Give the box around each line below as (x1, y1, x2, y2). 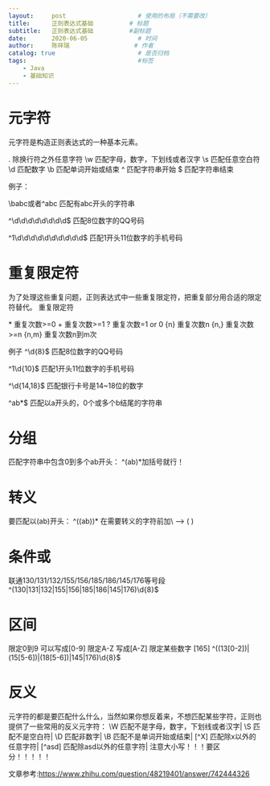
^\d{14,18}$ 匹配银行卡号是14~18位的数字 (8, 380, 144, 391)
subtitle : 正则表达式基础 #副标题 (8, 27, 151, 35)
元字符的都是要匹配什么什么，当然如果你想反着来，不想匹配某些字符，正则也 (8, 712, 262, 722)
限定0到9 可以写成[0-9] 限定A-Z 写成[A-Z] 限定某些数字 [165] (8, 643, 211, 653)
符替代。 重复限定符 (8, 302, 74, 312)
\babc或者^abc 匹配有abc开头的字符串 (8, 198, 135, 208)
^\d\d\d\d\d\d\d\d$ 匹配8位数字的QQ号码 (8, 215, 145, 225)
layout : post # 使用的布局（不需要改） (8, 11, 211, 20)
